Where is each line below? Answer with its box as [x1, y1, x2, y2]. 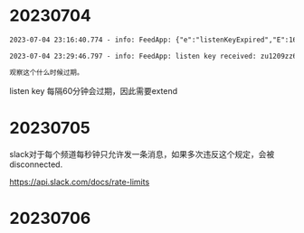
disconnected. [9, 159, 63, 170]
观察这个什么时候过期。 [9, 68, 84, 77]
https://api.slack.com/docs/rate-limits [9, 176, 150, 187]
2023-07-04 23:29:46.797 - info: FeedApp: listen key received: [9, 51, 257, 61]
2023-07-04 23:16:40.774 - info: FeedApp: [9, 35, 172, 44]
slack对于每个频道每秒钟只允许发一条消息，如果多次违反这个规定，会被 [9, 148, 275, 159]
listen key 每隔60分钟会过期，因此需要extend [9, 85, 178, 96]
